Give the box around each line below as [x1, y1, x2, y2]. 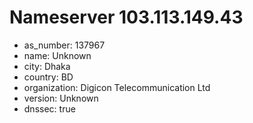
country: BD [23, 71, 74, 83]
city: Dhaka [23, 60, 71, 72]
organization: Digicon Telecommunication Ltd [23, 81, 211, 93]
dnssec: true [23, 102, 76, 115]
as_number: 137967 [23, 39, 106, 51]
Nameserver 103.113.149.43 [9, 6, 244, 29]
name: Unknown [23, 49, 92, 61]
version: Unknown [23, 92, 99, 104]
